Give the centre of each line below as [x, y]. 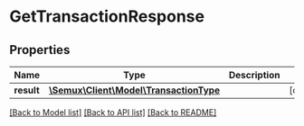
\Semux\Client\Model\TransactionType [134, 90]
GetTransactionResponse [107, 17]
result [27, 90]
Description [254, 75]
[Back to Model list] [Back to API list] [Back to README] [113, 112]
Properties [40, 50]
